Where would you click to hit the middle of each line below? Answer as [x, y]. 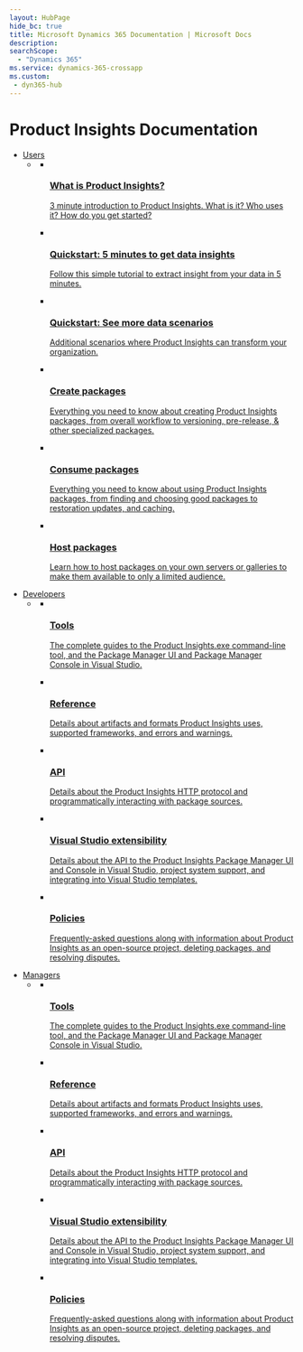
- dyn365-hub [38, 85]
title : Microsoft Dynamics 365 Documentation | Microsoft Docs [131, 34]
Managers [41, 974]
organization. [74, 352]
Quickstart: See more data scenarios [131, 323]
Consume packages [94, 469]
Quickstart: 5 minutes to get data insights [142, 254]
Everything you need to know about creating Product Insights [163, 411]
